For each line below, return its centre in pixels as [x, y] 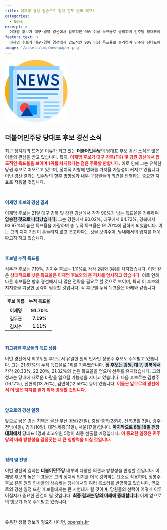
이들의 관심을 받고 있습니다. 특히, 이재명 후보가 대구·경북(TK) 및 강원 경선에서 [80, 157]
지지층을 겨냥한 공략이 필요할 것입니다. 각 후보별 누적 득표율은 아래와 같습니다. [81, 287]
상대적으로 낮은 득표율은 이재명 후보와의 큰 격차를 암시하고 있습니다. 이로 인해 [85, 275]
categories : [17, 16]
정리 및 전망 [16, 460]
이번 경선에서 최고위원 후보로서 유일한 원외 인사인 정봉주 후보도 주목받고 [75, 359]
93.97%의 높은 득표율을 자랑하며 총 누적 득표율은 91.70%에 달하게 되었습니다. [81, 225]
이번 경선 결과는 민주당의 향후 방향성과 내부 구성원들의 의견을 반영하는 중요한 [80, 176]
